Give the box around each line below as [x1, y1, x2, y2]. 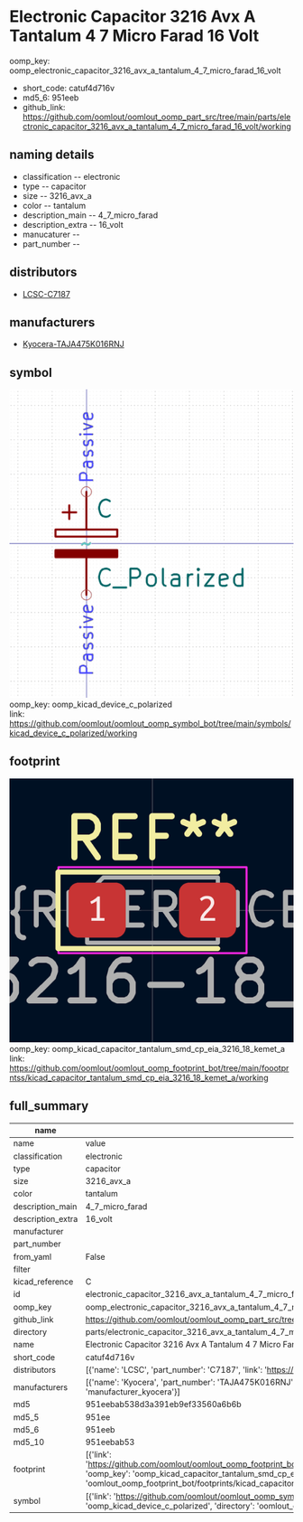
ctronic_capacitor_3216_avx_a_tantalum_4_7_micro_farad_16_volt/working [22, 120, 291, 132]
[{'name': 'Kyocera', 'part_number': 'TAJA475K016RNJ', [85, 1376, 296, 1388]
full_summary [9, 1098, 89, 1113]
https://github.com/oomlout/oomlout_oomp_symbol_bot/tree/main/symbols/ [9, 719, 291, 729]
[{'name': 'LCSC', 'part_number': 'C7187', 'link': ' [85, 1364, 268, 1375]
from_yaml [13, 1251, 52, 1262]
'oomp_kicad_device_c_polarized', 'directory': [85, 1500, 255, 1511]
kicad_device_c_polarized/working [9, 728, 138, 738]
